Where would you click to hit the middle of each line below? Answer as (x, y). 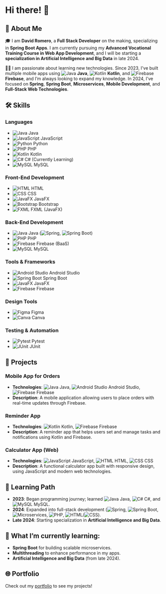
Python (41, 143)
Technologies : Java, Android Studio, (76, 387)
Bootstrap (48, 204)
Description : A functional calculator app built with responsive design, (83, 466)
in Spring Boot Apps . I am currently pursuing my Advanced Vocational (78, 48)
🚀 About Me (24, 29)
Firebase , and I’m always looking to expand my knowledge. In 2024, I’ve (79, 79)
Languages (19, 122)
